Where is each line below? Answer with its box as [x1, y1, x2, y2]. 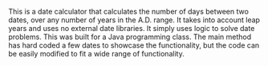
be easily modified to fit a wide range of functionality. [8, 49, 185, 58]
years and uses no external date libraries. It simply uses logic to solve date [8, 24, 255, 33]
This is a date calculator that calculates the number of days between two [8, 7, 249, 16]
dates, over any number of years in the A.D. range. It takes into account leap [8, 15, 261, 25]
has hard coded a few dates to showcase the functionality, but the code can [8, 41, 260, 50]
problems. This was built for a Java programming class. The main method [8, 32, 252, 41]
